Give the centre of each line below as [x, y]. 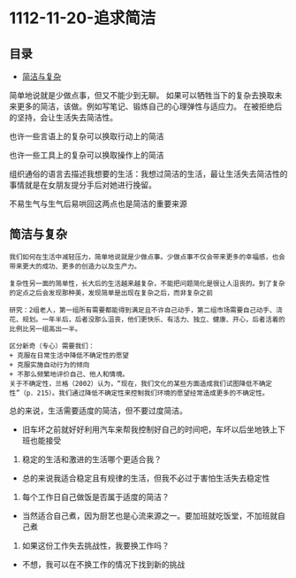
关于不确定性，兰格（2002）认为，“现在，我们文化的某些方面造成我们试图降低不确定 [140, 383]
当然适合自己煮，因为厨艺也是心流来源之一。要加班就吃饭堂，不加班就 [150, 515]
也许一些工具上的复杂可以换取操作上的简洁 [87, 155]
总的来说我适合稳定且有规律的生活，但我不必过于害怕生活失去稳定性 [146, 478]
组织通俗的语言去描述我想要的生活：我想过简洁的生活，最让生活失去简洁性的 [148, 174]
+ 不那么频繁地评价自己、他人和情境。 [69, 374]
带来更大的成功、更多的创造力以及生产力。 [75, 266]
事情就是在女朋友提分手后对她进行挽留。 [83, 185]
